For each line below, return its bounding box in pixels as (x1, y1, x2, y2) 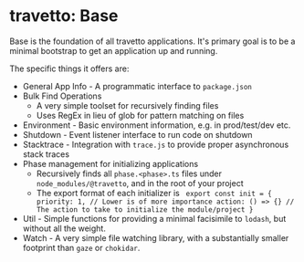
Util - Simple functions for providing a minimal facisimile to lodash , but (22, 213, 287, 224)
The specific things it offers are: (9, 63, 130, 74)
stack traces (22, 148, 70, 160)
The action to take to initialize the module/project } (36, 204, 254, 215)
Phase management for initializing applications (22, 158, 199, 169)
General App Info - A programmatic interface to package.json (22, 80, 253, 91)
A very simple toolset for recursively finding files (36, 100, 219, 110)
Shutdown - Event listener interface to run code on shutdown (22, 129, 253, 140)
